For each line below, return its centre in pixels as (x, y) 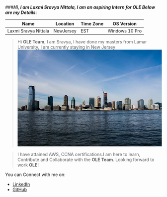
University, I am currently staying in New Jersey (66, 47)
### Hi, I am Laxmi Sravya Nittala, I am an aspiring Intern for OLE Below (80, 7)
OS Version (125, 23)
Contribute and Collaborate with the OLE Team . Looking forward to (86, 160)
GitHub (20, 190)
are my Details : (21, 12)
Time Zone (92, 23)
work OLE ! (28, 165)
